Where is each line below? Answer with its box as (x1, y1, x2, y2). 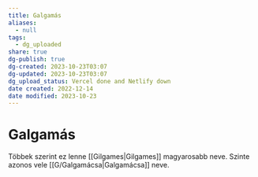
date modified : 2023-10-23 (8, 92, 97, 100)
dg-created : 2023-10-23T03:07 (8, 63, 108, 71)
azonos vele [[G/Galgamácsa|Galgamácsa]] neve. (8, 160, 170, 170)
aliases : (8, 19, 37, 27)
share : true (8, 48, 47, 56)
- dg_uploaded (15, 41, 62, 49)
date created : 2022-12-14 (8, 84, 93, 93)
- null (15, 26, 37, 34)
